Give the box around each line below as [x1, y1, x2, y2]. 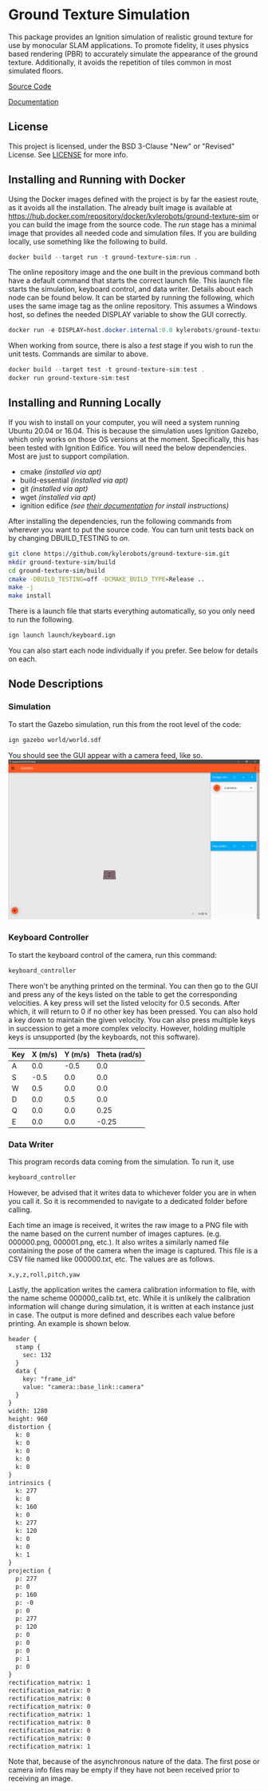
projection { [8, 1567, 52, 1575]
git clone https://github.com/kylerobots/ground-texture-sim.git [8, 550, 230, 558]
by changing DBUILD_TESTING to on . [8, 533, 130, 542]
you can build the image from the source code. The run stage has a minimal [8, 220, 257, 229]
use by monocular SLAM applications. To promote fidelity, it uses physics [8, 40, 250, 50]
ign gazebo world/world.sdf [8, 736, 102, 744]
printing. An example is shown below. [8, 1319, 131, 1328]
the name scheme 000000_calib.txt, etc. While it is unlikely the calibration [8, 1293, 251, 1303]
